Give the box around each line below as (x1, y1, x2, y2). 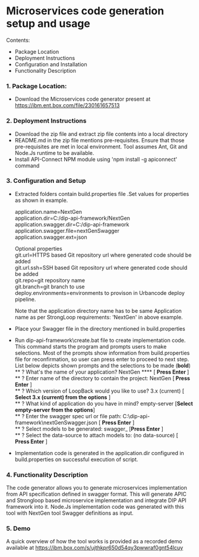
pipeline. (14, 295, 36, 303)
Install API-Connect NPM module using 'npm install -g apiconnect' (14, 155, 178, 163)
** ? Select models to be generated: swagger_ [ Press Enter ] (14, 425, 163, 432)
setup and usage (6, 17, 91, 30)
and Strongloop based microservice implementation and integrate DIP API (6, 497, 187, 504)
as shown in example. (14, 197, 68, 204)
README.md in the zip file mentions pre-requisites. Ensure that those (14, 136, 185, 144)
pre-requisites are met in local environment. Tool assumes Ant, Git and (14, 143, 188, 150)
